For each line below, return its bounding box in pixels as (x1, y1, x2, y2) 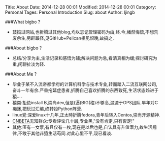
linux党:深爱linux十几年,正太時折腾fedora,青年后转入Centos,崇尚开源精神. (12, 112, 161, 117)
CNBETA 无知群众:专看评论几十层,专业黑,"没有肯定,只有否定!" (12, 118, 134, 124)
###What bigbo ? (5, 19, 40, 25)
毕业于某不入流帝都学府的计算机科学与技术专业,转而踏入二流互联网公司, (12, 81, 158, 87)
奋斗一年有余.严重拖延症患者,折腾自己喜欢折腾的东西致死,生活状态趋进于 (12, 87, 159, 93)
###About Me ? (5, 71, 37, 77)
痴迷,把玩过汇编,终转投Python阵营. (12, 106, 83, 112)
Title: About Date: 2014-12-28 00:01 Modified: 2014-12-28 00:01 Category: (5, 4, 156, 10)
